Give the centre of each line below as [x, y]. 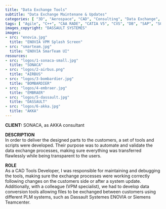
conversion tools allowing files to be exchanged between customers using [81, 192]
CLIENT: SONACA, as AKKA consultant [45, 125]
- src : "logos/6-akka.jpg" [33, 106]
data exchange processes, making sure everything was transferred [73, 150]
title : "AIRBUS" [26, 74]
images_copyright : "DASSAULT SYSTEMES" [46, 28]
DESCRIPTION [20, 135]
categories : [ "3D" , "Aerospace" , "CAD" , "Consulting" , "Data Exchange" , [83, 19]
